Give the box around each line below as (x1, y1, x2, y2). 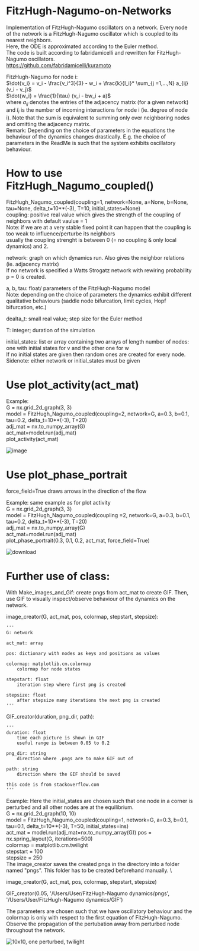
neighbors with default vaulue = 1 (6, 218, 88, 225)
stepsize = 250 (6, 854, 43, 861)
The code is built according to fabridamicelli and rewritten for (6, 49, 156, 56)
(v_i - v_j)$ (6, 86, 32, 93)
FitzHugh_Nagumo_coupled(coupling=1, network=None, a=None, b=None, (6, 199, 188, 206)
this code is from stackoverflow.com (6, 782, 99, 788)
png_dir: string (6, 751, 46, 757)
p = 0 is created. (6, 273, 46, 281)
